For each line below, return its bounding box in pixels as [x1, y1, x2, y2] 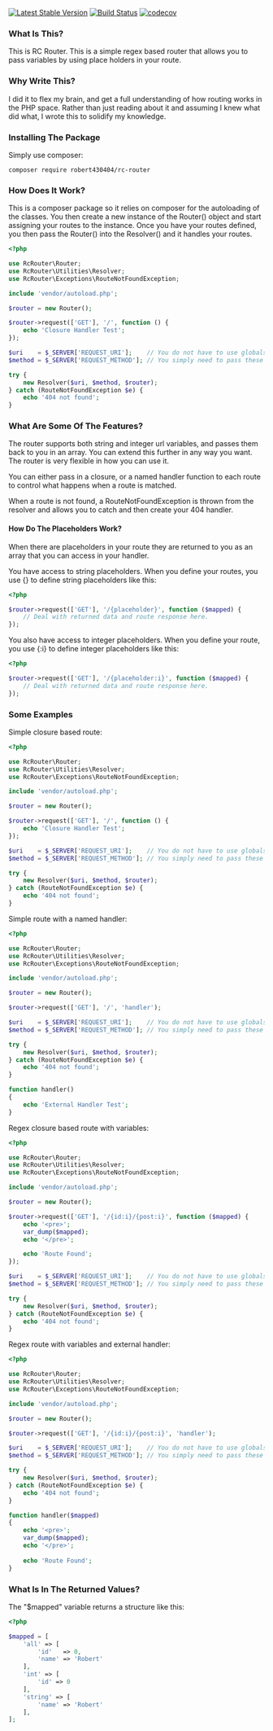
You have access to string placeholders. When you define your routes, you [8, 566, 258, 576]
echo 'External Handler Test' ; [23, 1100, 129, 1109]
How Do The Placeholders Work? [8, 524, 122, 533]
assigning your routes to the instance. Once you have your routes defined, [8, 221, 258, 230]
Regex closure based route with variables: [8, 1123, 149, 1133]
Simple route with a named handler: [8, 914, 128, 923]
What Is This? [8, 28, 64, 39]
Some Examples [8, 708, 73, 720]
